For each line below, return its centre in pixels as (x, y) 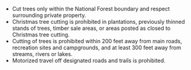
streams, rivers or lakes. (42, 54)
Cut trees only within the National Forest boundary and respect (91, 9)
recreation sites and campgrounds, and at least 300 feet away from (96, 47)
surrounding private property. (49, 15)
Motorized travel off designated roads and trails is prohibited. (89, 61)
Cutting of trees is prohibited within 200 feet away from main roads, (97, 41)
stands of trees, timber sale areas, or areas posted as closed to (91, 28)
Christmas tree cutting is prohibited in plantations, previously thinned (99, 22)
